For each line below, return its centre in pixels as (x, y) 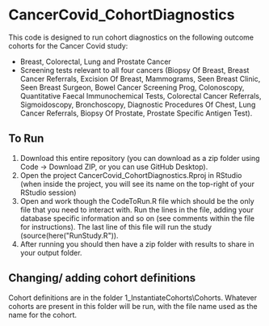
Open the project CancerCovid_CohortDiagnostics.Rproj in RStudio (131, 175)
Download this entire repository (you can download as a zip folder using (140, 158)
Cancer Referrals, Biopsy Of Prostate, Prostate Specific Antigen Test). (136, 113)
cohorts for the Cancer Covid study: (68, 45)
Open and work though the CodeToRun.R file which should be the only (137, 201)
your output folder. (51, 252)
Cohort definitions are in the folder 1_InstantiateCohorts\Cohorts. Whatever (132, 298)
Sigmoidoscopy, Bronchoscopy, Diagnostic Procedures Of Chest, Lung (138, 104)
